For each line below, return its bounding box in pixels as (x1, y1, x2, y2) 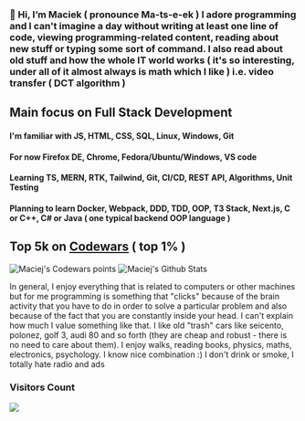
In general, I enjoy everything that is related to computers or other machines (9, 280, 296, 291)
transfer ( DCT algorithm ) (9, 77, 126, 89)
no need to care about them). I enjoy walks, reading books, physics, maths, (9, 339, 292, 350)
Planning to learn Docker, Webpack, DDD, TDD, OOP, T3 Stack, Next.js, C (9, 203, 290, 214)
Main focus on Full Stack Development (9, 105, 233, 121)
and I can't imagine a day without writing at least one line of (9, 19, 279, 32)
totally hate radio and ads (9, 358, 105, 369)
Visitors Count (9, 381, 76, 394)
